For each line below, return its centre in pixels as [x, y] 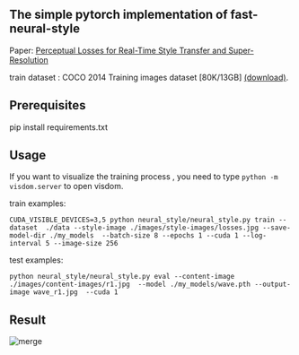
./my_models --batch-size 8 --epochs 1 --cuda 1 [144, 236]
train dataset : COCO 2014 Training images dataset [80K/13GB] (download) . [149, 77]
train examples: [38, 203]
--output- [273, 285]
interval [26, 244]
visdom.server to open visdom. [66, 186]
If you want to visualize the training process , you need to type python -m [144, 177]
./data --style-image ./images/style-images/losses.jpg [152, 228]
